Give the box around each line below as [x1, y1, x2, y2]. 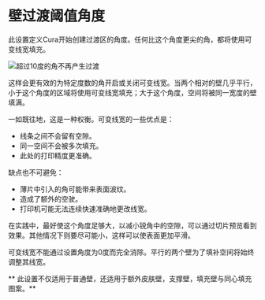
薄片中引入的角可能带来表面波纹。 [19, 184, 131, 194]
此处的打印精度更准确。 [19, 150, 96, 160]
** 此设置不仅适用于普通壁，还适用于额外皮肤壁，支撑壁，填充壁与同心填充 [8, 273, 252, 283]
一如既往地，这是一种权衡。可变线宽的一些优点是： [8, 114, 174, 124]
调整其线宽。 [8, 257, 50, 266]
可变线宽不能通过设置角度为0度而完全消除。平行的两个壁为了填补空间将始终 [8, 247, 255, 257]
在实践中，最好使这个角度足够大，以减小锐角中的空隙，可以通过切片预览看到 [8, 220, 257, 230]
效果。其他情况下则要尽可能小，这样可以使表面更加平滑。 [8, 230, 195, 240]
